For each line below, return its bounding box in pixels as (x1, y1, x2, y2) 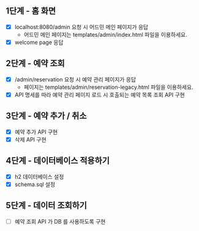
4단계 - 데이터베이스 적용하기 (6, 156, 110, 166)
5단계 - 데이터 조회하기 (6, 200, 87, 211)
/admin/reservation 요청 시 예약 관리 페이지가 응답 (14, 75, 136, 83)
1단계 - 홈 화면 (6, 6, 56, 17)
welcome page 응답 (14, 39, 64, 46)
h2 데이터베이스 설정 (14, 173, 64, 180)
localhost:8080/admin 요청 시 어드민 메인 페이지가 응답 (14, 23, 148, 31)
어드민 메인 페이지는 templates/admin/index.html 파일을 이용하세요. (23, 31, 187, 38)
